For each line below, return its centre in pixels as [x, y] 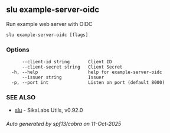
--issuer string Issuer [63, 77]
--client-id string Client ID [67, 62]
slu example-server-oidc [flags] [47, 35]
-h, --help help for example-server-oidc [87, 72]
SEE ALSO [21, 98]
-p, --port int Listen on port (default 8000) [88, 83]
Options [18, 50]
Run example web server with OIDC [49, 24]
